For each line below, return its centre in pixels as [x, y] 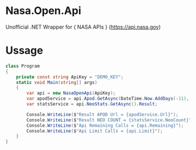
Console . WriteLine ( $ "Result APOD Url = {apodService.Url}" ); [103, 114]
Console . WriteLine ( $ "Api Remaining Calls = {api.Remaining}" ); [105, 125]
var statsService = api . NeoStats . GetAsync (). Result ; [92, 104]
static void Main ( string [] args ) [57, 82]
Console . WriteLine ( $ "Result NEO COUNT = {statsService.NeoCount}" [109, 120]
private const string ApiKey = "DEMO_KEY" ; [70, 77]
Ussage [24, 50]
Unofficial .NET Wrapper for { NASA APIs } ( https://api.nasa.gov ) [83, 27]
